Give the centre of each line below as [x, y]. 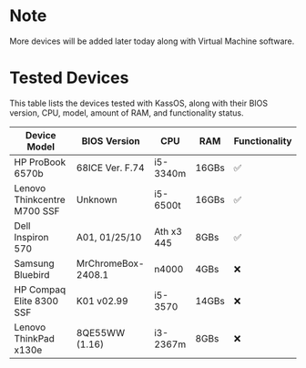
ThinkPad [34, 338]
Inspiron [31, 237]
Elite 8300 [36, 301]
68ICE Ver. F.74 [110, 168]
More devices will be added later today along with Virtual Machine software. [152, 41]
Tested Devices [69, 78]
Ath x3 [168, 231]
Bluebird [32, 274]
